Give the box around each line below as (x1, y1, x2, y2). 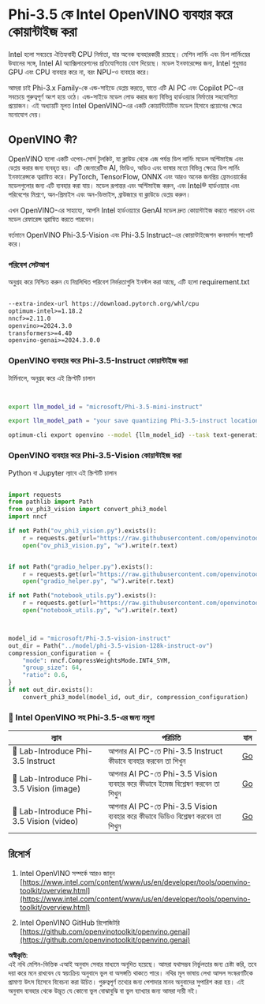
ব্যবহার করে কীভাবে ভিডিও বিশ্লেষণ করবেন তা (107, 811, 222, 822)
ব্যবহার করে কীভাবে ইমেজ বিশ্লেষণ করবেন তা (107, 778, 220, 789)
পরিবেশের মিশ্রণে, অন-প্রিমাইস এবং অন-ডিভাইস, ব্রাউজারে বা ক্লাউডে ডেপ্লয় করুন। (8, 190, 191, 199)
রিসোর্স (8, 848, 30, 861)
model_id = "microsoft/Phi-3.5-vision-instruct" (8, 634, 171, 642)
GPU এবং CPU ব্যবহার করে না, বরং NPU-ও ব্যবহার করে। (8, 67, 151, 77)
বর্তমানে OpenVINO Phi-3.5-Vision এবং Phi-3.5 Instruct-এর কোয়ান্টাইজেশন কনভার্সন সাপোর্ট (8, 230, 254, 239)
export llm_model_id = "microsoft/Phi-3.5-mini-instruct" (8, 403, 203, 411)
